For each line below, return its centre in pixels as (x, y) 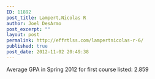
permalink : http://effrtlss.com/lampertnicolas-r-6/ (75, 40)
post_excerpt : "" (28, 29)
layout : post (23, 35)
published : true (27, 47)
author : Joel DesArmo (34, 23)
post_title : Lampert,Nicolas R (46, 18)
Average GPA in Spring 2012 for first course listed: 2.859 (77, 69)
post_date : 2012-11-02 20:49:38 (47, 52)
